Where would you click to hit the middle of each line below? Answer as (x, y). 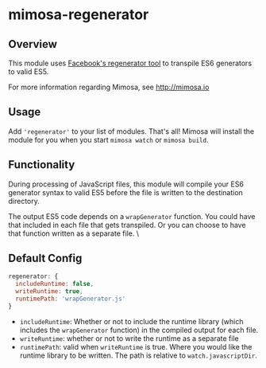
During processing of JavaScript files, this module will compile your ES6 (126, 184)
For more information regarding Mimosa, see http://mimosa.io (109, 87)
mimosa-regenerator (79, 15)
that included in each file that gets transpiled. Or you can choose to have (127, 225)
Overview (33, 44)
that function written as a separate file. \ (74, 233)
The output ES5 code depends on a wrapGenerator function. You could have (132, 216)
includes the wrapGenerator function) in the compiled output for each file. (139, 330)
